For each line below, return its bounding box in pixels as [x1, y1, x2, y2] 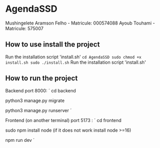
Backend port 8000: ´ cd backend [5, 87, 76, 93]
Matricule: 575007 [5, 25, 44, 31]
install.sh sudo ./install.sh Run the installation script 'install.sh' [5, 59, 146, 65]
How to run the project [5, 74, 78, 83]
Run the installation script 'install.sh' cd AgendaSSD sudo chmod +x [5, 54, 142, 60]
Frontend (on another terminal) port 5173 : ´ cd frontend [5, 117, 122, 123]
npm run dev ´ [5, 137, 35, 143]
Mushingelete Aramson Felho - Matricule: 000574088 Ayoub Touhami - [5, 20, 155, 26]
